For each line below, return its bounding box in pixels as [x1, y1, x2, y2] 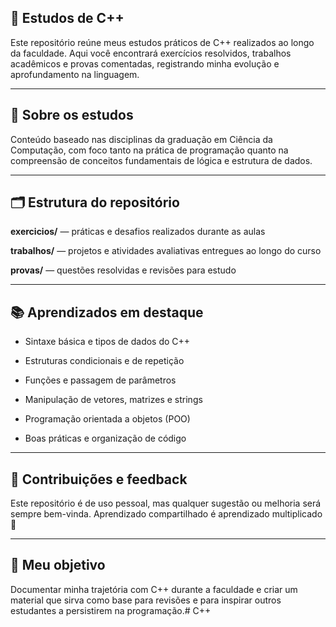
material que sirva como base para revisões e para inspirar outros [10, 594, 282, 606]
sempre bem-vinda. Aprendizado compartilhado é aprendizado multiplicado [10, 508, 323, 520]
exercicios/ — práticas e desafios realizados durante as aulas [10, 226, 266, 238]
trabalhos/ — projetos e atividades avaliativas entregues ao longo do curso [10, 245, 322, 257]
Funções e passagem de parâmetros [24, 374, 177, 386]
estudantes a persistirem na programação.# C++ [10, 604, 212, 616]
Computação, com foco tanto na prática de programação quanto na [10, 144, 289, 156]
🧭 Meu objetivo [10, 557, 106, 574]
